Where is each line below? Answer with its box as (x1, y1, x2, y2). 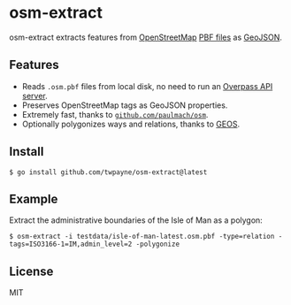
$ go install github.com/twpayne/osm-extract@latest (9, 167, 208, 177)
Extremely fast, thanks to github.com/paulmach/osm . (21, 109, 209, 119)
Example (9, 191, 58, 206)
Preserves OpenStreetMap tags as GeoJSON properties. (21, 100, 228, 111)
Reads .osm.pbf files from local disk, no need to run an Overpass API (21, 80, 273, 91)
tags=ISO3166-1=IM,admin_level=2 (9, 240, 133, 249)
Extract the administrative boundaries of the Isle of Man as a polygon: (9, 215, 263, 225)
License (9, 263, 54, 278)
